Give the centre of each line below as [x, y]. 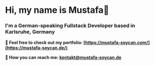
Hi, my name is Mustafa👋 [57, 10]
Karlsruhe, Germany [30, 32]
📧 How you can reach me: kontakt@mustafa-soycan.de [63, 58]
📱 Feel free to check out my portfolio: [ [45, 43]
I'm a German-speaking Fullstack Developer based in [70, 26]
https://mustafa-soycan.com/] [117, 43]
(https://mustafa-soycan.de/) [36, 48]
